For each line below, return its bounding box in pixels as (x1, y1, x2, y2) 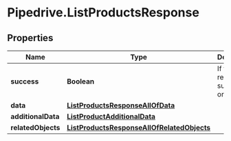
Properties (7, 32, 54, 44)
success (10, 77, 39, 86)
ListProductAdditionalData (67, 112, 156, 121)
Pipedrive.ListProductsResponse (7, 5, 199, 21)
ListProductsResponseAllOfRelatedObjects (67, 123, 211, 132)
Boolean (67, 77, 95, 86)
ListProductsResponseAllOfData (67, 101, 175, 110)
